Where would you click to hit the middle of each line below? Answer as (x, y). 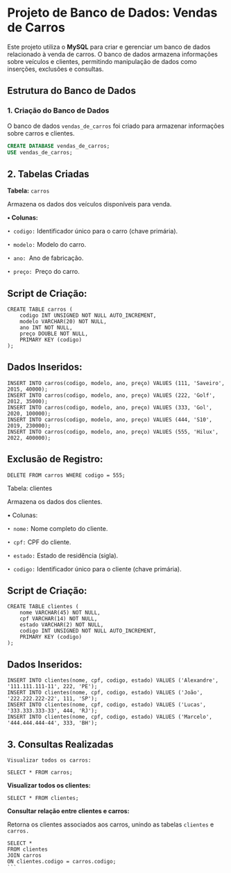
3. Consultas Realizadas (60, 744)
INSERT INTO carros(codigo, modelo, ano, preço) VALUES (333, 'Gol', (110, 407)
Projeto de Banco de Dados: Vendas (112, 13)
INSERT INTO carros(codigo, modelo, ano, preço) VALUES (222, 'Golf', (111, 395)
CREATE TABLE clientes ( (43, 607)
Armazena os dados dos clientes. (55, 501)
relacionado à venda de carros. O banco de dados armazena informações (113, 54)
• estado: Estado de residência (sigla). (63, 555)
